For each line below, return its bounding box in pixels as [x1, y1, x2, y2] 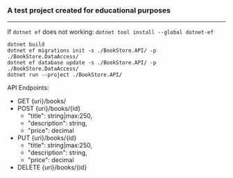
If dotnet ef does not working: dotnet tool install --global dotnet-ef [7, 28, 214, 36]
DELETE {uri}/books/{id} [17, 163, 87, 172]
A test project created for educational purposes [7, 6, 171, 15]
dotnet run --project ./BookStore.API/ [7, 71, 123, 78]
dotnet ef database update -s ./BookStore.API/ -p [7, 60, 157, 66]
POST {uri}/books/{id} [17, 105, 81, 113]
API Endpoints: [7, 84, 50, 92]
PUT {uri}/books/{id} [17, 134, 77, 142]
